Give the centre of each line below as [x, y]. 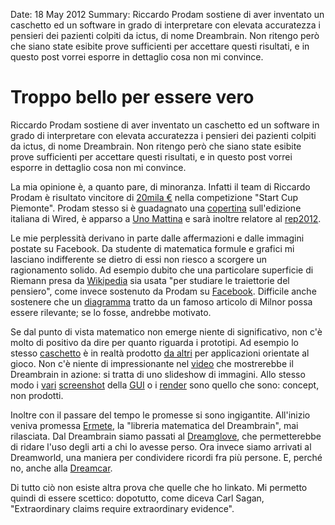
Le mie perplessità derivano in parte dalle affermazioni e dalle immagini [157, 238]
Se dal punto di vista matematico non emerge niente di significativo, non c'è [166, 331]
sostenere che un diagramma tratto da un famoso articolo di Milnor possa [161, 301]
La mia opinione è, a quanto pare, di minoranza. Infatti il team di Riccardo [160, 186]
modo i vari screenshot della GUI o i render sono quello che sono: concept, [165, 385]
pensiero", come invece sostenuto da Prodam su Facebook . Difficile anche [163, 291]
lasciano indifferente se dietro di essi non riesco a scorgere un [139, 259]
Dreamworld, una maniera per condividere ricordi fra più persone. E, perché [166, 457]
